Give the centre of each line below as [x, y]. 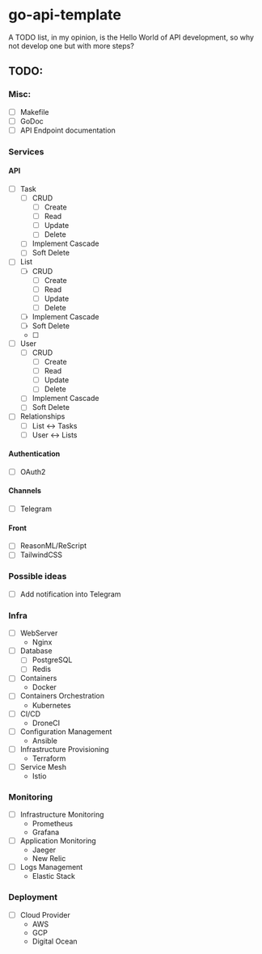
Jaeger [44, 850]
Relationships [42, 416]
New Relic [49, 859]
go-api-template [65, 15]
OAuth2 [33, 471]
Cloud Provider [45, 914]
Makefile [34, 112]
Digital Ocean [55, 941]
